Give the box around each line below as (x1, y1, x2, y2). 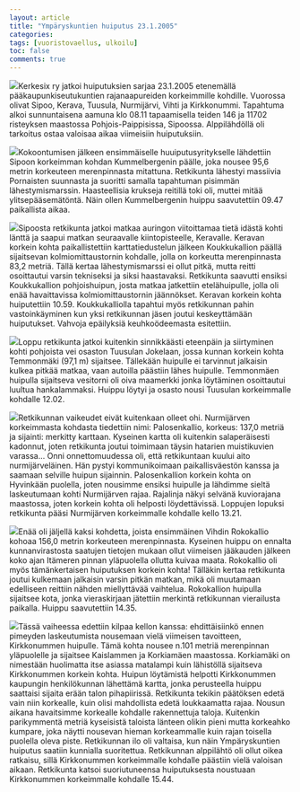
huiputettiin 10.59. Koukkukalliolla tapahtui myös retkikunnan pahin (9, 299, 254, 310)
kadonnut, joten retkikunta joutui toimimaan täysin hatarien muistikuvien (9, 441, 275, 452)
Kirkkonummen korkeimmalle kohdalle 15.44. (9, 774, 175, 784)
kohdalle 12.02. (9, 394, 65, 404)
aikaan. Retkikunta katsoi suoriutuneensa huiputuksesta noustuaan (9, 764, 256, 775)
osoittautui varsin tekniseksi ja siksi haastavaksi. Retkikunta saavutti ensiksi (9, 270, 287, 281)
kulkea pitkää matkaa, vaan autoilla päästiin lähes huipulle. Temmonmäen (9, 365, 279, 375)
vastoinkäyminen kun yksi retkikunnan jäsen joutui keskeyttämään (9, 309, 253, 319)
